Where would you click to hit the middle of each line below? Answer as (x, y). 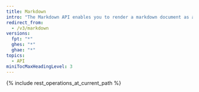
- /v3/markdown (30, 28)
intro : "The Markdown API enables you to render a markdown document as (98, 17)
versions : (18, 34)
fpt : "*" (22, 39)
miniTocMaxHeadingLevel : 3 (39, 66)
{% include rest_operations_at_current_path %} (64, 83)
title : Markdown (26, 11)
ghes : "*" (23, 45)
